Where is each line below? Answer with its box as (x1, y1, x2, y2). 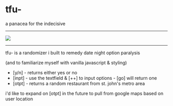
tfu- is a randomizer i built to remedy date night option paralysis (5, 50, 141, 56)
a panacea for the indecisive (5, 20, 66, 27)
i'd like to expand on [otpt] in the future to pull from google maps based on (5, 90, 164, 96)
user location (5, 96, 33, 102)
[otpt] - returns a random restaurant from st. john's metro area (12, 80, 145, 87)
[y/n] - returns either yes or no (12, 69, 77, 75)
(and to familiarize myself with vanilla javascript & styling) (5, 59, 127, 66)
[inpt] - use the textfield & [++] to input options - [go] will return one (12, 75, 157, 81)
